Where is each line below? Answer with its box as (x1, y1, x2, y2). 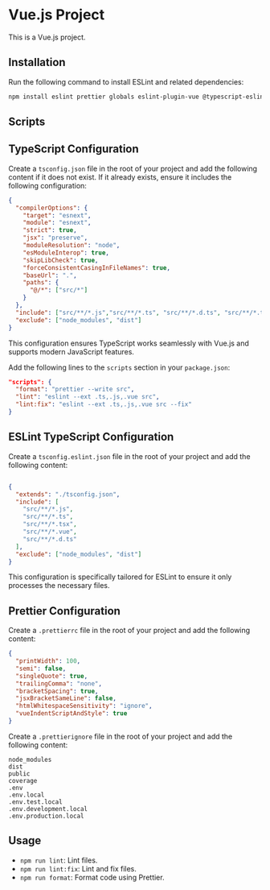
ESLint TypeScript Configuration (8, 430, 174, 444)
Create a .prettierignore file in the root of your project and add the (8, 731, 233, 741)
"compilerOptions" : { (15, 204, 88, 212)
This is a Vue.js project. (8, 32, 86, 42)
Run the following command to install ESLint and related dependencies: (8, 77, 244, 86)
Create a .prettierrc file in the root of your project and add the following (8, 626, 251, 635)
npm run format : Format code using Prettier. (19, 872, 165, 882)
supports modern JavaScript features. (8, 346, 135, 356)
